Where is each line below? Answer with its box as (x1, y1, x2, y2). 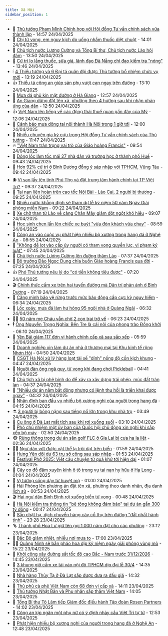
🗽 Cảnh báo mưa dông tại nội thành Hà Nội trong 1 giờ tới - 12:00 (12, 121, 145, 127)
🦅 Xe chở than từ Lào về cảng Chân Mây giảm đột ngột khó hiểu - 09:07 (12, 210, 161, 216)
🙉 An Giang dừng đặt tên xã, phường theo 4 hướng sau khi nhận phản (12, 97, 155, 103)
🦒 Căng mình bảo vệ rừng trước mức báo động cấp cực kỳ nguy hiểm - (12, 294, 158, 300)
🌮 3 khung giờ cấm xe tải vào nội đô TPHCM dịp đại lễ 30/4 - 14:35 (12, 561, 150, 567)
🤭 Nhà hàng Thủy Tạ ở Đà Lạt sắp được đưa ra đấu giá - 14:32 (12, 572, 140, 578)
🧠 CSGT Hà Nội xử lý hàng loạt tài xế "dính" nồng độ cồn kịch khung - (12, 355, 156, 361)
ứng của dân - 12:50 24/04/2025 (12, 103, 80, 109)
